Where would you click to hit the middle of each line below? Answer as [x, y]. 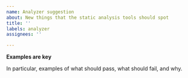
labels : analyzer [28, 29]
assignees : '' [24, 34]
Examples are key [29, 57]
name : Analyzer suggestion [40, 12]
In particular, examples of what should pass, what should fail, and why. [94, 69]
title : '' [19, 23]
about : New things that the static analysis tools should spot [88, 18]
